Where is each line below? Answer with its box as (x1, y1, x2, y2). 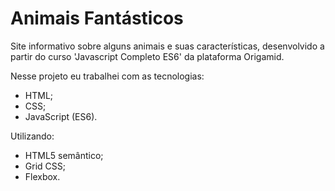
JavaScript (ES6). (24, 110, 98, 122)
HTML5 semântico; (24, 149, 104, 161)
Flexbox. (24, 170, 61, 182)
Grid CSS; (24, 160, 66, 172)
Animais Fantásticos (10, 7, 184, 30)
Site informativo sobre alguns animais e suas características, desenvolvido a (10, 40, 325, 52)
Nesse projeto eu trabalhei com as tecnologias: (10, 70, 205, 82)
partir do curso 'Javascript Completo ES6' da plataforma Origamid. (10, 50, 285, 62)
